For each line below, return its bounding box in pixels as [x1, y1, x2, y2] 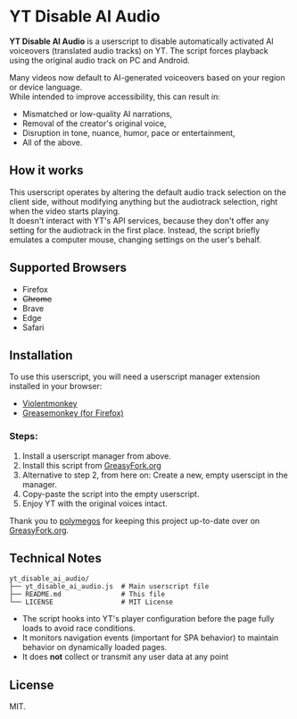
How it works [9, 163, 84, 178]
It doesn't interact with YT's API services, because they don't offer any [9, 215, 269, 225]
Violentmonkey [21, 398, 78, 409]
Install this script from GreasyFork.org [21, 460, 162, 470]
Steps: [9, 430, 38, 443]
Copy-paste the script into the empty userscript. [21, 488, 200, 499]
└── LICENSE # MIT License [9, 597, 174, 607]
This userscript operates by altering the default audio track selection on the [9, 186, 287, 198]
